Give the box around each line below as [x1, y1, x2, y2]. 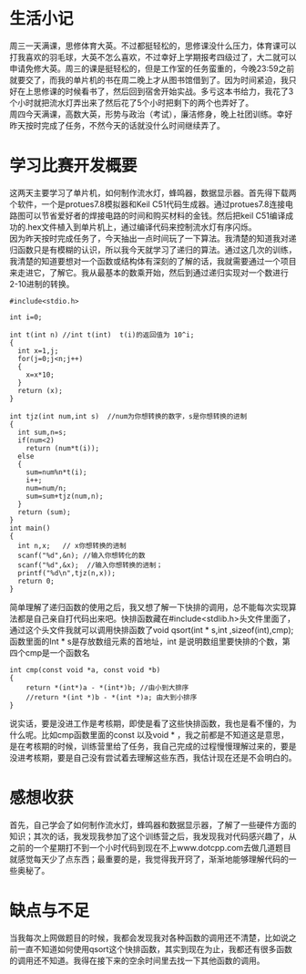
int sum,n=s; [17, 428, 67, 437]
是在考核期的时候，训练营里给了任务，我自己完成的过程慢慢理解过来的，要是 [9, 741, 297, 751]
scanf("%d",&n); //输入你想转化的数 [17, 551, 146, 560]
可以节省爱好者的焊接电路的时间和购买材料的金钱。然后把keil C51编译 [25, 210, 286, 221]
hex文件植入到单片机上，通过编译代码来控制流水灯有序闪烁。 [27, 221, 257, 233]
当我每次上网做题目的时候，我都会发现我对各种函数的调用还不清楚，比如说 [9, 932, 289, 943]
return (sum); [17, 507, 71, 516]
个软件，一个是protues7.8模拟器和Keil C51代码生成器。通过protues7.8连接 [9, 198, 285, 210]
